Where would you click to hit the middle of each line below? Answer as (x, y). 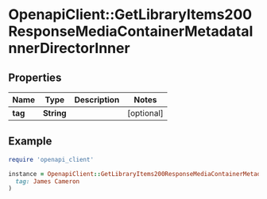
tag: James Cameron (48, 181)
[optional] (145, 113)
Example (30, 142)
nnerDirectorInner (69, 48)
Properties (35, 77)
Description (97, 99)
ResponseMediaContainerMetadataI (131, 31)
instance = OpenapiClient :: (55, 174)
